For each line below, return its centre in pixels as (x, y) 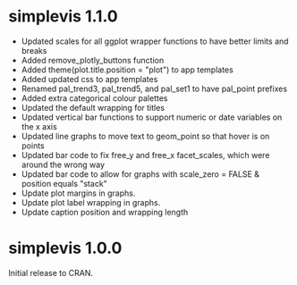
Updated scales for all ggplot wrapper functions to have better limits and (155, 41)
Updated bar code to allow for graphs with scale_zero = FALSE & (140, 174)
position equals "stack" (64, 183)
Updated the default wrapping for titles (93, 107)
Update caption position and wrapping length (105, 212)
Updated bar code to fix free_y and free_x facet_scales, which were (145, 155)
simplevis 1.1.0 (63, 17)
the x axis (39, 126)
